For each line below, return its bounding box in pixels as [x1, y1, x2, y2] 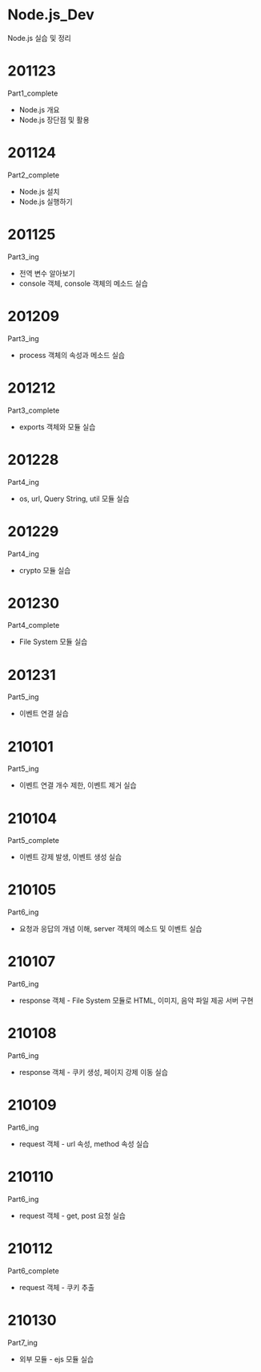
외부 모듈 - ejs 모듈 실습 [18, 1354, 94, 1364]
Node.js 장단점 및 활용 [18, 115, 90, 124]
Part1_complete [7, 88, 58, 98]
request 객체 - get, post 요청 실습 [18, 1211, 126, 1220]
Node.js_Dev [7, 6, 94, 24]
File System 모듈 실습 [18, 637, 88, 647]
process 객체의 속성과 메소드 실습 [18, 350, 126, 360]
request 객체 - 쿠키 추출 [18, 1282, 95, 1292]
